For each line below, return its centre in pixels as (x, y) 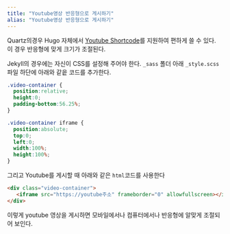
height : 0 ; (27, 98)
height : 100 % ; (32, 155)
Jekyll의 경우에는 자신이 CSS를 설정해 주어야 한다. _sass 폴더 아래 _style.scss (113, 63)
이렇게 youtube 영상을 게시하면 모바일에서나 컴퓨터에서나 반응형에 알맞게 (104, 215)
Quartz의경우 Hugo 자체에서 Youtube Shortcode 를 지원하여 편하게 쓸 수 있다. (112, 40)
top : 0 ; (23, 136)
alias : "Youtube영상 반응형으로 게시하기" (61, 20)
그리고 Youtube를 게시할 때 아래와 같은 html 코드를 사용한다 (86, 175)
